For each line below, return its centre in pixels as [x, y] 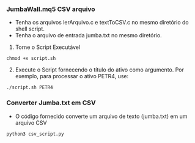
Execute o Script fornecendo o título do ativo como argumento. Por [100, 70]
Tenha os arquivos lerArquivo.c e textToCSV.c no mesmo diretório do [102, 23]
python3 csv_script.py [35, 134]
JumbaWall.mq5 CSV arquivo [51, 9]
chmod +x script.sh [31, 59]
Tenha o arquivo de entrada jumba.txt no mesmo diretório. [88, 35]
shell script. [30, 29]
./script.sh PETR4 [30, 87]
